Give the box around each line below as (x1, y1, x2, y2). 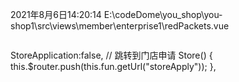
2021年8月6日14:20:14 (10, 9, 102, 20)
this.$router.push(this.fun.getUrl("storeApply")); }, (10, 61, 217, 72)
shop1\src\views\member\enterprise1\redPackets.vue (10, 20, 230, 32)
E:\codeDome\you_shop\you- (103, 9, 223, 20)
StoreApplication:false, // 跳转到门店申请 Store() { (10, 49, 213, 61)
